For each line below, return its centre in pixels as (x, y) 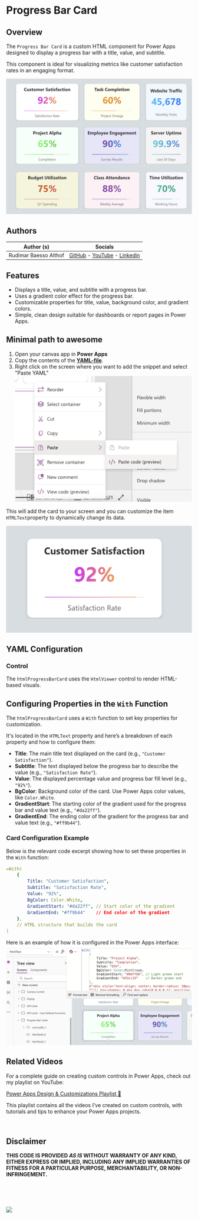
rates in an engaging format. (40, 70)
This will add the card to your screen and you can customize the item (90, 511)
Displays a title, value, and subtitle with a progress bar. (81, 290)
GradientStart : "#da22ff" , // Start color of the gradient (101, 906)
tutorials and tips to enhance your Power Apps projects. (74, 1111)
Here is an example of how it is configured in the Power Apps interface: (93, 943)
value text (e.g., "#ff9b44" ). (48, 823)
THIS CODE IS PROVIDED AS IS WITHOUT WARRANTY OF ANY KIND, (92, 1156)
